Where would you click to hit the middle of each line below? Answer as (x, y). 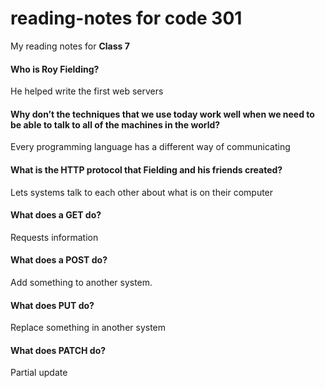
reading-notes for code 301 (126, 18)
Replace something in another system (88, 328)
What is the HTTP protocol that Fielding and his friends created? (146, 169)
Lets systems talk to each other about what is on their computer (142, 192)
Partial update (39, 373)
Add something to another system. (81, 282)
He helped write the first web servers (87, 91)
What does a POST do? (59, 260)
